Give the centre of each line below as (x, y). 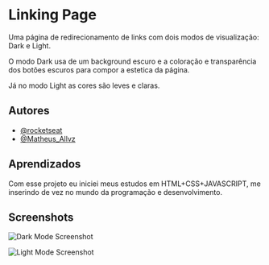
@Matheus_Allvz (48, 139)
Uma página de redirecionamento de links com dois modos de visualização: (134, 37)
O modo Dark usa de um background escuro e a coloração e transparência (132, 61)
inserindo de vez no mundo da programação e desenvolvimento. (116, 192)
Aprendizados (45, 164)
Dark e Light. (29, 45)
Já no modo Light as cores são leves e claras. (84, 85)
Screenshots (41, 217)
